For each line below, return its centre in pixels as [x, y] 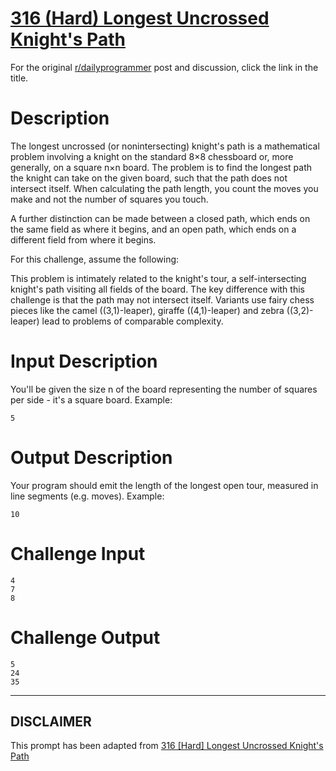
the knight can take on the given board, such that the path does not [149, 178]
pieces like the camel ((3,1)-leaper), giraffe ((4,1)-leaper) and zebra [147, 310]
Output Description [91, 458]
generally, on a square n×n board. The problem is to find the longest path [161, 167]
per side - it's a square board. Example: [91, 399]
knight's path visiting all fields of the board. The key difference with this [157, 289]
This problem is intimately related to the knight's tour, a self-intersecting [158, 278]
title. [19, 78]
